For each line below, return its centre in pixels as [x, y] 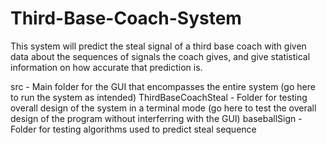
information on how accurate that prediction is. [106, 67]
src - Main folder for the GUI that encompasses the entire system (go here [163, 86]
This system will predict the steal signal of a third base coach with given [158, 46]
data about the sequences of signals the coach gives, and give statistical [160, 56]
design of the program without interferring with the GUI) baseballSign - [156, 118]
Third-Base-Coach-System [126, 18]
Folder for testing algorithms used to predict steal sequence [133, 129]
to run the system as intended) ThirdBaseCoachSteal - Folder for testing [159, 97]
